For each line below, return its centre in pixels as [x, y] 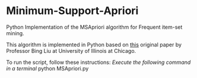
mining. [15, 33]
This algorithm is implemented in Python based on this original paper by [94, 45]
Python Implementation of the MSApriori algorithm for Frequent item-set [94, 27]
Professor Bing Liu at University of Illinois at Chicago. [71, 50]
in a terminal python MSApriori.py [47, 68]
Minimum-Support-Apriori [72, 11]
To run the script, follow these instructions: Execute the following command [99, 62]
